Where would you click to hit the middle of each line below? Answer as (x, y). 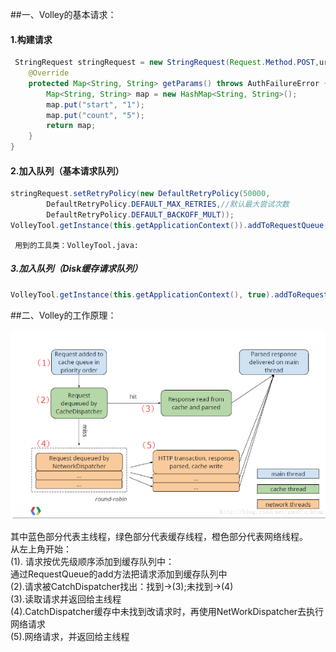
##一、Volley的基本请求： (63, 14)
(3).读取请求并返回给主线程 (66, 599)
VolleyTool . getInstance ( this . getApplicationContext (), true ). (142, 294)
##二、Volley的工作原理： (63, 315)
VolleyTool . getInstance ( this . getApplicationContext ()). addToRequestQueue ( (169, 225)
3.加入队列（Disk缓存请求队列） (76, 269)
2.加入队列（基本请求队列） (67, 170)
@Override (49, 73)
